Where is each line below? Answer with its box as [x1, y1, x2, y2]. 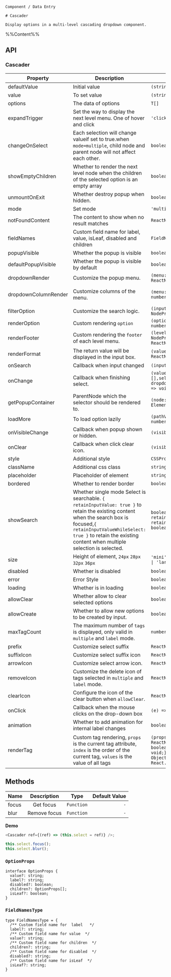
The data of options [73, 100, 120, 107]
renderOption [8, 320, 40, 327]
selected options [73, 599, 113, 606]
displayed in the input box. [73, 353, 136, 360]
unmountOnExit [8, 194, 45, 201]
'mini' [151, 554, 167, 560]
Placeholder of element [73, 471, 129, 479]
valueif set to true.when [73, 135, 130, 143]
